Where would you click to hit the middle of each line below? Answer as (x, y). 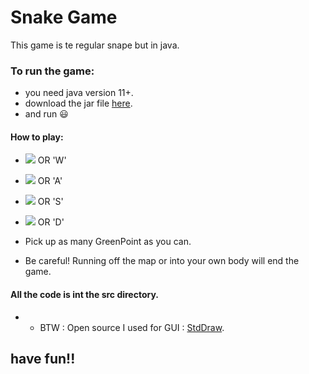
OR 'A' (50, 181)
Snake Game (64, 17)
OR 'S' (50, 202)
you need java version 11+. (79, 93)
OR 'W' (52, 160)
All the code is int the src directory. (84, 295)
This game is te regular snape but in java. (95, 45)
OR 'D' (51, 222)
